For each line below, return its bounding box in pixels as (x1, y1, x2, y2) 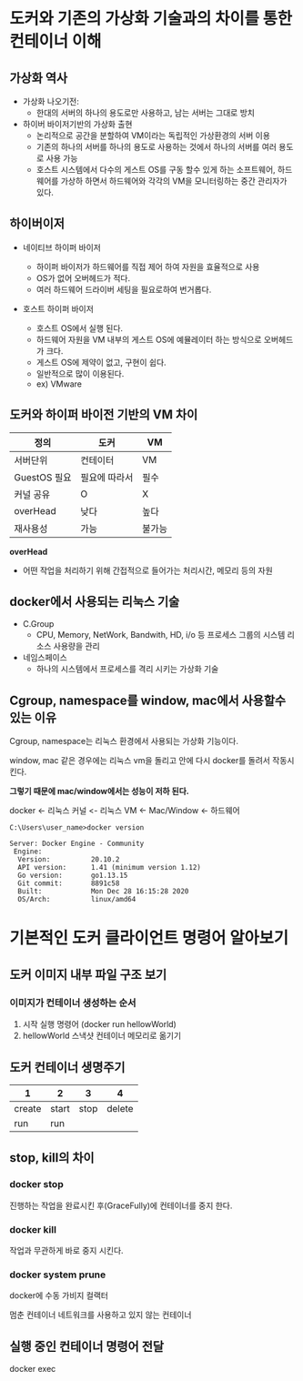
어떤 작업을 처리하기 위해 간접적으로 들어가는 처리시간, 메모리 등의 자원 (22, 565, 273, 576)
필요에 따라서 (80, 470, 134, 483)
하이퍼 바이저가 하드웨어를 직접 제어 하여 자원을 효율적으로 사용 (35, 261, 260, 272)
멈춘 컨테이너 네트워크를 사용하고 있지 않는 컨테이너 (9, 1309, 192, 1320)
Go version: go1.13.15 (17, 871, 128, 881)
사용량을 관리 (53, 640, 100, 651)
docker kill (9, 1223, 57, 1235)
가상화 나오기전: (22, 96, 79, 106)
